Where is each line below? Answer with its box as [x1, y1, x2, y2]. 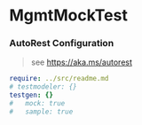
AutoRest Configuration [9, 37, 114, 50]
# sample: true [9, 107, 74, 116]
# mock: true [9, 99, 66, 108]
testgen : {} [9, 90, 53, 100]
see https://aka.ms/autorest [30, 57, 133, 67]
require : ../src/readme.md [9, 74, 109, 83]
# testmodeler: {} [9, 82, 77, 91]
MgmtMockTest [9, 5, 129, 26]
